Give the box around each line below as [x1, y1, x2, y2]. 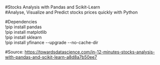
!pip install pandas [5, 24, 42, 30]
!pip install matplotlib [5, 29, 47, 35]
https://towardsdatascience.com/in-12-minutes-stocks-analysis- [24, 49, 155, 55]
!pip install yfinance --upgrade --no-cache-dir [5, 40, 99, 45]
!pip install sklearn [5, 34, 42, 40]
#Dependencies [5, 19, 38, 24]
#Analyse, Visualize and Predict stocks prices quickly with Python [5, 9, 138, 15]
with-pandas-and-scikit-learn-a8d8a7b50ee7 [5, 54, 97, 60]
